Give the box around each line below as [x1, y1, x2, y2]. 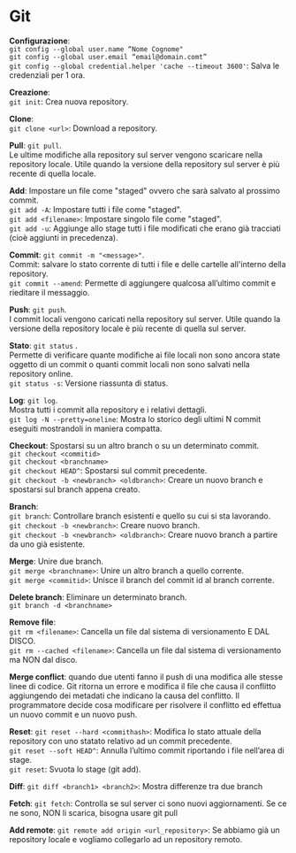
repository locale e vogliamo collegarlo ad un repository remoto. [9, 834, 243, 844]
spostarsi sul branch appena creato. [9, 484, 140, 495]
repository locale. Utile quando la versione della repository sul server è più [9, 158, 280, 169]
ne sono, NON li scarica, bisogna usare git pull [9, 807, 178, 818]
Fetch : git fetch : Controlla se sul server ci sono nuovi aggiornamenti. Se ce [9, 798, 287, 809]
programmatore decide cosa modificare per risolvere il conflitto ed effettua [9, 699, 282, 710]
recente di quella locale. [9, 168, 97, 179]
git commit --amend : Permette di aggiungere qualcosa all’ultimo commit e [9, 277, 277, 288]
